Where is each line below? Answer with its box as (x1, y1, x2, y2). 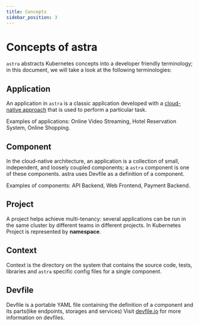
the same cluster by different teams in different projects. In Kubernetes (6, 222, 181, 229)
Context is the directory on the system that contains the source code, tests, (6, 261, 193, 268)
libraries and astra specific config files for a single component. (6, 268, 162, 275)
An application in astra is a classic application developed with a (6, 100, 164, 107)
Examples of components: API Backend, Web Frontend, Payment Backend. (6, 182, 191, 189)
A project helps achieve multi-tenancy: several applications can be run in (6, 215, 186, 222)
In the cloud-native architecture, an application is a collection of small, (6, 157, 180, 165)
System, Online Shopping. (6, 124, 71, 131)
